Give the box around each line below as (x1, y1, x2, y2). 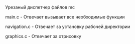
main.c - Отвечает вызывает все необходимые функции (5, 14, 125, 19)
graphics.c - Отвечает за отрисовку (5, 33, 82, 39)
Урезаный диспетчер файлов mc (5, 4, 75, 10)
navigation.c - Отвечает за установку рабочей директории (5, 23, 130, 29)
